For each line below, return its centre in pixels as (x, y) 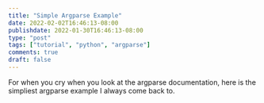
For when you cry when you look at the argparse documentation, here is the (132, 82)
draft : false (30, 60)
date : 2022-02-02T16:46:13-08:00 (63, 23)
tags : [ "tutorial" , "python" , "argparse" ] (79, 45)
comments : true (33, 52)
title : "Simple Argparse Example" (65, 15)
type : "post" (30, 38)
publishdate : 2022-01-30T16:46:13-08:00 (76, 30)
